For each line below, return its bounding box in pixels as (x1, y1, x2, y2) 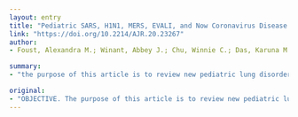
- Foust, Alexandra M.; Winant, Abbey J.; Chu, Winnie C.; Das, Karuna (9, 46, 279, 55)
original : (9, 86, 46, 95)
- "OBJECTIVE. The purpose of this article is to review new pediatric (9, 94, 279, 103)
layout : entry (9, 12, 62, 22)
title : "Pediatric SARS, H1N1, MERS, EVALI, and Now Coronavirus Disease (9, 21, 288, 30)
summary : (9, 62, 42, 71)
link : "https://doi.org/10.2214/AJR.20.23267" (9, 29, 184, 38)
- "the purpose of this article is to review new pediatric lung (9, 70, 255, 80)
